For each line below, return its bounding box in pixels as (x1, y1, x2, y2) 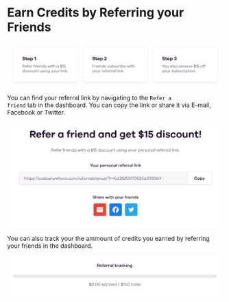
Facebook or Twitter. (7, 108, 66, 117)
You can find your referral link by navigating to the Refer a (7, 94, 172, 102)
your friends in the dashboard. (7, 242, 93, 250)
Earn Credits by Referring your (7, 5, 184, 21)
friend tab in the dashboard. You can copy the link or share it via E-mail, (7, 101, 211, 109)
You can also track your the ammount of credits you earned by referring (7, 234, 210, 242)
